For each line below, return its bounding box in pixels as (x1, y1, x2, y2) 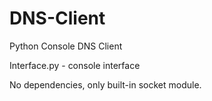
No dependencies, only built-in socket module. (9, 78, 202, 91)
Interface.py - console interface (9, 59, 141, 71)
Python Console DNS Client (9, 40, 123, 52)
